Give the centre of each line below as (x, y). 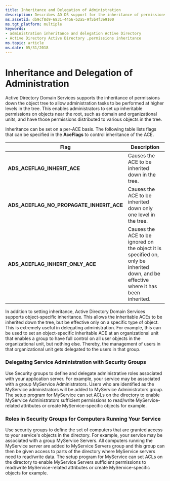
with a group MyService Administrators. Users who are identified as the (80, 384)
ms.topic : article (25, 43)
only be (137, 261)
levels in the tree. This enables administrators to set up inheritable (74, 108)
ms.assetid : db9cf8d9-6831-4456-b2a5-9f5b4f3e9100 (60, 19)
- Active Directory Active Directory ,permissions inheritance (73, 39)
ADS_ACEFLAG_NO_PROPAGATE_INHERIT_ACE (66, 205)
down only (140, 208)
